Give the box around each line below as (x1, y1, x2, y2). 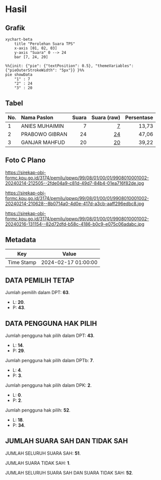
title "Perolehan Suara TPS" (14, 41, 75, 46)
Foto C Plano (5, 156, 46, 165)
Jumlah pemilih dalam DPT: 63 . (5, 290, 70, 296)
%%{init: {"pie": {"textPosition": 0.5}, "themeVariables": (5, 63, 134, 68)
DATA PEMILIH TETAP (5, 276, 74, 285)
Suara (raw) (91, 114, 121, 121)
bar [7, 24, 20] (14, 54, 49, 59)
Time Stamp (8, 259, 37, 266)
